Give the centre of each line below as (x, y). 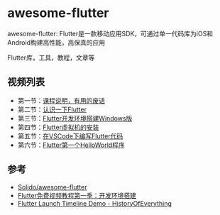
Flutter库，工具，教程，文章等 (51, 57)
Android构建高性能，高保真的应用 (56, 42)
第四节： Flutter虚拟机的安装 (58, 127)
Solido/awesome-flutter (52, 187)
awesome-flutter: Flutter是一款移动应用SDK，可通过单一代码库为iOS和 (110, 33)
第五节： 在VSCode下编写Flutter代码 (70, 136)
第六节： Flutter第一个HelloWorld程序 (71, 145)
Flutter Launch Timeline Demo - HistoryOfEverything (95, 203)
